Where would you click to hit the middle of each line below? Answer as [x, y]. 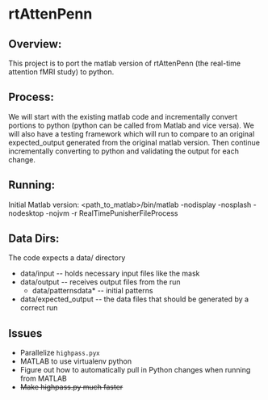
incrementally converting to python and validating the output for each [124, 151]
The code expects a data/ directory [67, 258]
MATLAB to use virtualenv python [75, 361]
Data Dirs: [34, 239]
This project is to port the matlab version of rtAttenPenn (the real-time [124, 63]
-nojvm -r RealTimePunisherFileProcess [112, 213]
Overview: [35, 44]
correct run [39, 308]
